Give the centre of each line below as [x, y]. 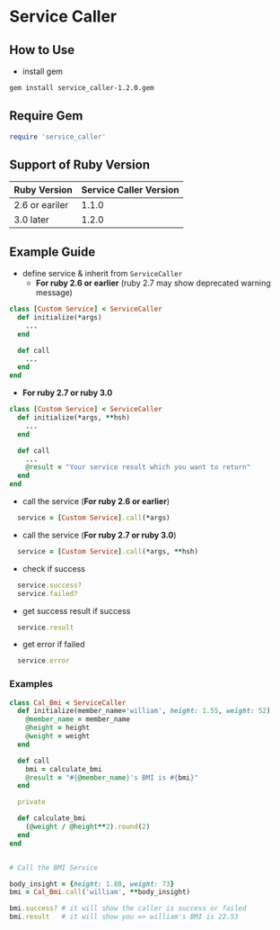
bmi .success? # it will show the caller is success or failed [128, 908]
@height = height [58, 728]
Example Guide [52, 252]
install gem [43, 71]
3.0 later [31, 220]
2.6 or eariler [41, 205]
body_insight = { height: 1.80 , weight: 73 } [92, 884]
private [32, 802]
